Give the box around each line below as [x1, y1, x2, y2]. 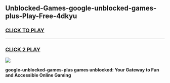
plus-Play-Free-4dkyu [5, 12, 77, 21]
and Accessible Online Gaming [5, 72, 71, 78]
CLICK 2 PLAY [5, 46, 40, 53]
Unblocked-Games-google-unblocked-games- [5, 4, 157, 13]
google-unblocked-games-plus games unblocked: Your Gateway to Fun [5, 66, 159, 72]
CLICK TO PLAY [5, 27, 45, 34]
